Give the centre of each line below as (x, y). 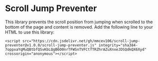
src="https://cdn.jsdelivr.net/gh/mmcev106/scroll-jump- (81, 41)
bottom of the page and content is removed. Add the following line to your (79, 27)
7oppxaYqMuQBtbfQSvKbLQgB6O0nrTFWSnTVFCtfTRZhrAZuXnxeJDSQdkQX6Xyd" (76, 49)
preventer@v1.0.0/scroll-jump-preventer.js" (51, 45)
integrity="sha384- (118, 45)
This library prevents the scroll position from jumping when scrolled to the (79, 22)
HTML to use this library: (30, 32)
